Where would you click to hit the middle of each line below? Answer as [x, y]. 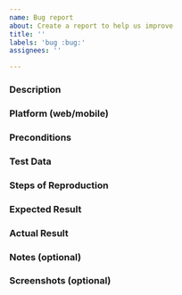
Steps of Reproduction [59, 185]
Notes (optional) [45, 257]
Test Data [30, 161]
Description [35, 90]
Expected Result [45, 209]
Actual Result [39, 233]
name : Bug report [41, 17]
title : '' [28, 34]
